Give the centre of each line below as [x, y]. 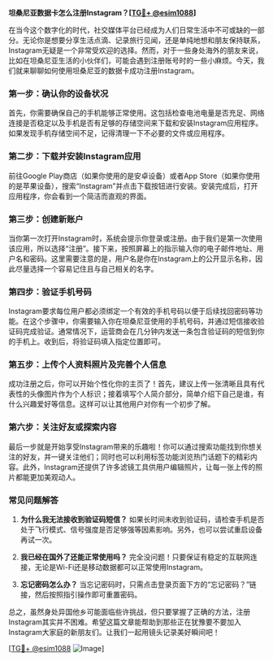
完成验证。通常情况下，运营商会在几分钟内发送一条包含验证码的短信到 [140, 332]
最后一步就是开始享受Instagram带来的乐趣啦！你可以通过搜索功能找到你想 [132, 446]
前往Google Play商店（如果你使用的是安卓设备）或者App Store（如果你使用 [134, 176]
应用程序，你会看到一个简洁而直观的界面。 [80, 196]
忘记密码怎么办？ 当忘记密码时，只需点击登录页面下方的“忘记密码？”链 [139, 585]
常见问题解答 [34, 500]
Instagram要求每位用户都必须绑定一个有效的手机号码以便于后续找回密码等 [132, 311]
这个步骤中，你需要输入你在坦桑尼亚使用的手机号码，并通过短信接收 [143, 321]
